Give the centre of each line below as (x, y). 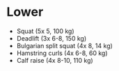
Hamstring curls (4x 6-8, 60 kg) (62, 53)
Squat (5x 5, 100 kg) (45, 31)
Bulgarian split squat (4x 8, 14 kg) (64, 45)
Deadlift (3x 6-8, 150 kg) (51, 38)
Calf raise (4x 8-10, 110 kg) (55, 60)
